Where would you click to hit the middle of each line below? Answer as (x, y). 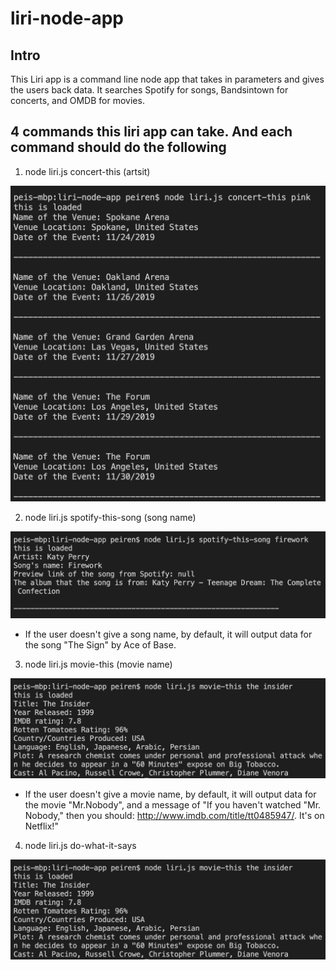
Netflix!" (41, 826)
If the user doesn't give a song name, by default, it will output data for (168, 634)
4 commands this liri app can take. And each (151, 132)
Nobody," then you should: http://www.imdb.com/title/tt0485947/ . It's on (174, 816)
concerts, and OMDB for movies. (77, 100)
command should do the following (118, 147)
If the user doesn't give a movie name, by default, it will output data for (170, 794)
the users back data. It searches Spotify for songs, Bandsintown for (149, 90)
